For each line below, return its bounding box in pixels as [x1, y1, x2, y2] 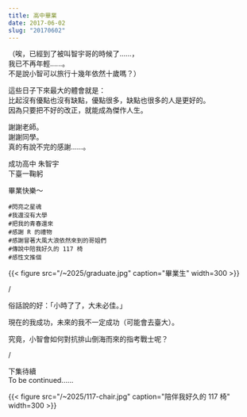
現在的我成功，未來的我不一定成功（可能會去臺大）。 [8, 318, 179, 327]
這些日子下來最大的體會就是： [8, 86, 106, 95]
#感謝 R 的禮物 [8, 228, 53, 236]
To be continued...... [8, 376, 74, 385]
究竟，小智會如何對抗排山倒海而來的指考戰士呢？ [8, 335, 168, 344]
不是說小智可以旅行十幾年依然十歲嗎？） [8, 69, 141, 78]
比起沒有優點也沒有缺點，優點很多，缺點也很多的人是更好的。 [8, 96, 210, 105]
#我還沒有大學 [8, 212, 48, 220]
